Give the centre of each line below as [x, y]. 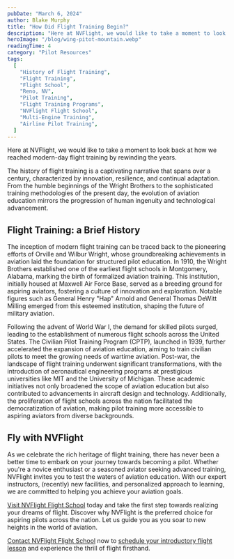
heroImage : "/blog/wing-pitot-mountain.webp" [74, 40]
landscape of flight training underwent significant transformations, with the [115, 364]
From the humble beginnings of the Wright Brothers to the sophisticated [110, 186]
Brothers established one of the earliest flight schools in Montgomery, [107, 269]
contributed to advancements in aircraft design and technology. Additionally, [117, 394]
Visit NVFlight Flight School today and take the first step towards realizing [113, 505]
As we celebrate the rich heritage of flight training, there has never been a [113, 454]
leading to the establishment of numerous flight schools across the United [113, 335]
